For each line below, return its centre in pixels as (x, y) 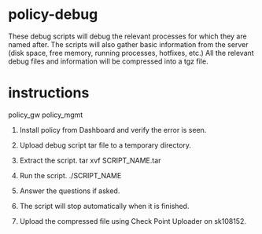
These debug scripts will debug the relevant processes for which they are (127, 36)
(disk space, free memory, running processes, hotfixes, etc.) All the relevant (131, 53)
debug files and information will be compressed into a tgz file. (108, 61)
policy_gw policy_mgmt (46, 115)
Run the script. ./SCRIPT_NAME (70, 175)
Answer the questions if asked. (70, 191)
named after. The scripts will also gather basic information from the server (128, 44)
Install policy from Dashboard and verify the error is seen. (113, 130)
